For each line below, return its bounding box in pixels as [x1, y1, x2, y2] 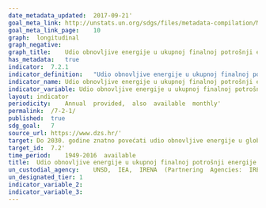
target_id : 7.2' [8, 144, 66, 152]
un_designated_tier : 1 [8, 173, 83, 182]
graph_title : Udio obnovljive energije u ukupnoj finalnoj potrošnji [8, 48, 253, 56]
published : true [8, 115, 66, 123]
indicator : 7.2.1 [8, 63, 69, 71]
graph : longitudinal [8, 33, 80, 42]
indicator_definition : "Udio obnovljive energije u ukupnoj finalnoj [8, 70, 249, 78]
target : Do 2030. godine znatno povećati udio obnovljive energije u [8, 136, 243, 145]
